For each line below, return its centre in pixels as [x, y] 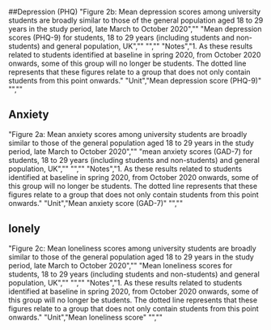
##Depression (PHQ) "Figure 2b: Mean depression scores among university [135, 12]
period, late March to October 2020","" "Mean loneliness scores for [121, 265]
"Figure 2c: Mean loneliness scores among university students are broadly [132, 248]
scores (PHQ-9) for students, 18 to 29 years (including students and [121, 37]
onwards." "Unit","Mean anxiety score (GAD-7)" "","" [96, 203]
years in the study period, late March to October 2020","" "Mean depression [135, 29]
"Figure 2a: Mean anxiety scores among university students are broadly [128, 134]
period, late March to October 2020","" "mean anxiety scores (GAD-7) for [131, 151]
